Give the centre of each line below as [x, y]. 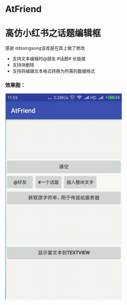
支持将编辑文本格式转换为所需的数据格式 [54, 71]
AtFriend [24, 9]
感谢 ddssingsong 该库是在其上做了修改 [45, 48]
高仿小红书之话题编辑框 [53, 34]
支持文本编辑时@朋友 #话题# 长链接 [49, 59]
